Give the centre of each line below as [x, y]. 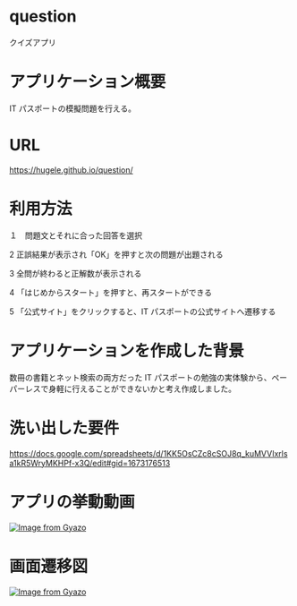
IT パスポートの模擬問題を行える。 [73, 108]
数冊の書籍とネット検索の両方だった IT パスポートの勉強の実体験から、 [140, 377]
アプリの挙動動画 [72, 502]
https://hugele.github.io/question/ [72, 170]
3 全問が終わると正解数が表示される [76, 273]
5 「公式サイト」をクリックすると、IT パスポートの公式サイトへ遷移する [143, 312]
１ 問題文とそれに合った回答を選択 [76, 235]
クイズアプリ [33, 42]
